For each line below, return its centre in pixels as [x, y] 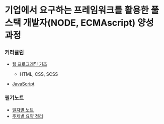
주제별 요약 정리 [27, 116]
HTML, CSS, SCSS [39, 74]
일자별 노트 [23, 110]
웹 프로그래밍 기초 [29, 64]
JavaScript [23, 84]
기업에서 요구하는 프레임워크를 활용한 [77, 10]
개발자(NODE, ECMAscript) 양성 [88, 23]
